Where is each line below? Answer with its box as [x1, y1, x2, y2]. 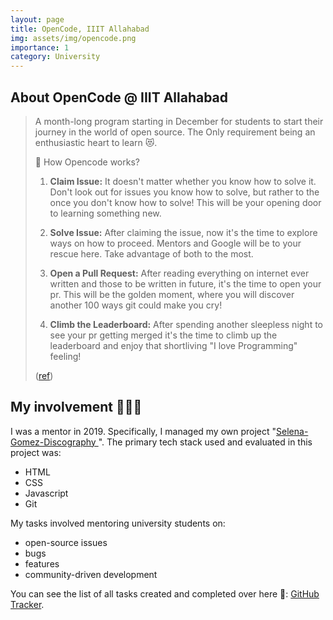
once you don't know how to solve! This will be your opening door [49, 196, 322, 208]
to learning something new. [49, 207, 162, 219]
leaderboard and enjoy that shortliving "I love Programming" [49, 339, 298, 351]
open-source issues [24, 536, 108, 548]
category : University [10, 52, 101, 62]
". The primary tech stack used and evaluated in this [98, 436, 313, 448]
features [24, 557, 60, 570]
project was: [10, 446, 62, 458]
